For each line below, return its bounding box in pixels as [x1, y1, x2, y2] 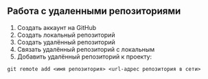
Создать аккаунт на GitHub [16, 23, 97, 31]
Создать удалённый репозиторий [16, 37, 115, 46]
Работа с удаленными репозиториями [7, 5, 181, 17]
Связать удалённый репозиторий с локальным [16, 45, 155, 53]
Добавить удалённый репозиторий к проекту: [16, 52, 152, 61]
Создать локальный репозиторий [16, 31, 115, 39]
